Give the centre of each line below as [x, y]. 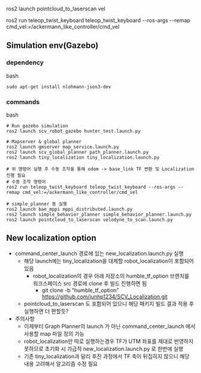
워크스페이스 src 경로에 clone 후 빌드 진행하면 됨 [90, 283]
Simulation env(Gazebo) [52, 45]
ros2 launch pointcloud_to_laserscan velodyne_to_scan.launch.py [89, 220]
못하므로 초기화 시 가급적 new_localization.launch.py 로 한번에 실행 [103, 348]
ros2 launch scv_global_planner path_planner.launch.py [77, 152]
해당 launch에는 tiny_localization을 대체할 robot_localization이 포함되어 [109, 261]
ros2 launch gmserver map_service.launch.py [63, 147]
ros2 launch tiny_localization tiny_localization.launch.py [83, 157]
